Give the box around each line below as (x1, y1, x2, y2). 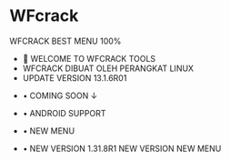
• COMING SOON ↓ (22, 90, 98, 101)
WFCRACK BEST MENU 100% (9, 35, 122, 46)
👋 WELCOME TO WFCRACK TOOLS (22, 53, 156, 64)
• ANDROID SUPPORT (22, 107, 106, 118)
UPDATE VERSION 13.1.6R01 (22, 72, 127, 83)
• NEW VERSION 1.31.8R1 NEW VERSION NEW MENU (22, 143, 222, 154)
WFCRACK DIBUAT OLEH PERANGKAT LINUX (22, 63, 194, 74)
